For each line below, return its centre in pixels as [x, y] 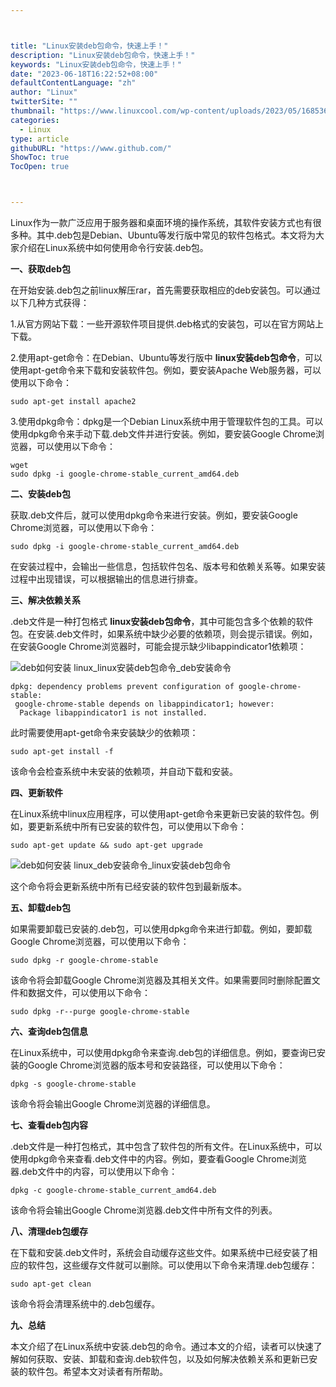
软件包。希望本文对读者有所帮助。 [97, 1371]
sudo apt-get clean [51, 1284]
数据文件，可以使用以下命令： [89, 992]
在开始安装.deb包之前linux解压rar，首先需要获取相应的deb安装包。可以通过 [166, 290]
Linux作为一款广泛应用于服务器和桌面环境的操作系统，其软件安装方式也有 [161, 222]
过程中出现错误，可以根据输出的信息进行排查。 [106, 579]
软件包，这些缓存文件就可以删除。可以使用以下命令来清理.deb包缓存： [172, 1265]
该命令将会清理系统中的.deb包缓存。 [85, 1304]
